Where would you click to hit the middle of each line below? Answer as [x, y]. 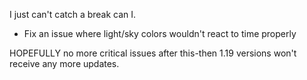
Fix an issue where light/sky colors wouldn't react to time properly [160, 33]
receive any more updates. [64, 63]
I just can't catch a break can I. [73, 14]
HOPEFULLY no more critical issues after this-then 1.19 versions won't [153, 53]
